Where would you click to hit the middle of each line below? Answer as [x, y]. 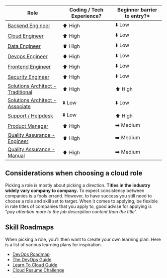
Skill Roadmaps [30, 228]
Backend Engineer [29, 25]
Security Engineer [29, 77]
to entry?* [137, 16]
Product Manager [28, 126]
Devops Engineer [28, 56]
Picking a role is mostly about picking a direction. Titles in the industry [78, 185]
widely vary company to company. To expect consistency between [75, 190]
